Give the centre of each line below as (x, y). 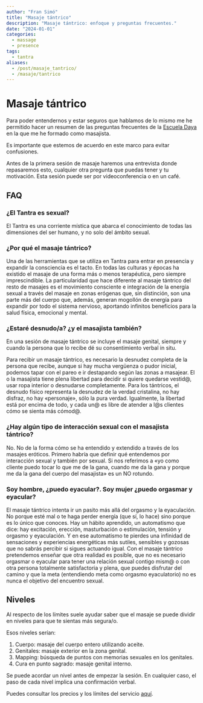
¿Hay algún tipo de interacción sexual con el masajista (88, 427)
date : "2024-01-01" (31, 29)
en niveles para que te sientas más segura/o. (62, 621)
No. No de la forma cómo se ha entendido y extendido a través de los (93, 448)
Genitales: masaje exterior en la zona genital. (71, 651)
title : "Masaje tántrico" (39, 18)
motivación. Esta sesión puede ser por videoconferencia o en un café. (93, 176)
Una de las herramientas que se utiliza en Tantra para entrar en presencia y (100, 261)
